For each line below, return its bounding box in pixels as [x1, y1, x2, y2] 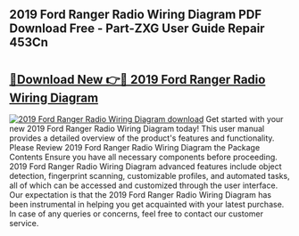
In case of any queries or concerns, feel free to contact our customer [9, 208, 263, 219]
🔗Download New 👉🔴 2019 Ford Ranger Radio [9, 71, 266, 87]
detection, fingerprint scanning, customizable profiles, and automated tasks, [9, 171, 290, 181]
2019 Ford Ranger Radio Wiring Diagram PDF [9, 7, 262, 22]
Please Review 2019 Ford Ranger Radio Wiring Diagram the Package [9, 142, 261, 152]
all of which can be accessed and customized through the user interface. [9, 180, 278, 191]
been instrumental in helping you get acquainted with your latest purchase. [9, 199, 285, 209]
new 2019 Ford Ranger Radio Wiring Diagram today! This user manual [9, 124, 265, 134]
